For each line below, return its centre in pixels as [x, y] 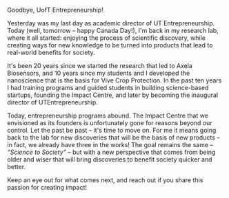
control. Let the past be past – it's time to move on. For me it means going [112, 130]
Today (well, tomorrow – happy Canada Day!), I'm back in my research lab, [113, 31]
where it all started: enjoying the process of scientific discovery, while [106, 38]
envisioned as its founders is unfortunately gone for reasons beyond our [110, 123]
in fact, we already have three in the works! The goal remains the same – [110, 145]
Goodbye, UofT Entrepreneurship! [55, 10]
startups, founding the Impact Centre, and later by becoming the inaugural [113, 95]
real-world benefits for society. [51, 52]
